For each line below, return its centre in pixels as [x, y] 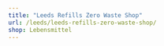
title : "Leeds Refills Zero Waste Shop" [76, 15]
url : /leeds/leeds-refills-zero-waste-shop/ [82, 23]
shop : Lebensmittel [40, 30]
